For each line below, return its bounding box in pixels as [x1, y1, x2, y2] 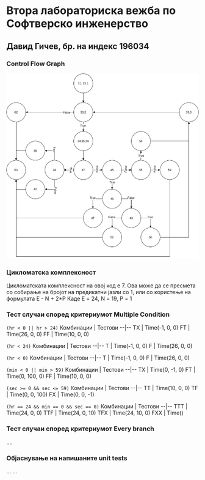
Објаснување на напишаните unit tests [6, 454, 128, 462]
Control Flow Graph [6, 59, 65, 68]
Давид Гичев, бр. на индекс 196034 [6, 41, 149, 51]
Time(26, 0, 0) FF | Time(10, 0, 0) [6, 331, 90, 338]
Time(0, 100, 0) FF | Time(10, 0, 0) [6, 372, 92, 380]
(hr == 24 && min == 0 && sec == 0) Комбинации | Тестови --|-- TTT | [6, 403, 188, 410]
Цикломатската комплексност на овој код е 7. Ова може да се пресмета [6, 282, 196, 289]
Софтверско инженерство [6, 17, 148, 31]
